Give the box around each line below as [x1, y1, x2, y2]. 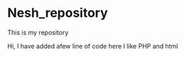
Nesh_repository [7, 5, 108, 21]
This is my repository [7, 28, 69, 37]
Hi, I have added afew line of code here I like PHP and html [7, 42, 178, 50]
